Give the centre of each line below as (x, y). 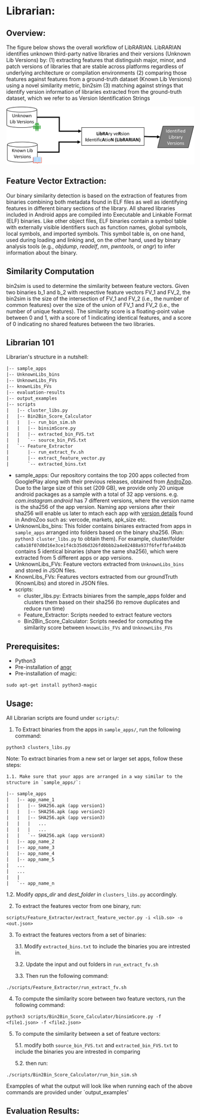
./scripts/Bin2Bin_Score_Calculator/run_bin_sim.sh (72, 1075)
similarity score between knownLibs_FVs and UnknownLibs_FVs (98, 628)
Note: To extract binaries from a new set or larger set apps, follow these (95, 759)
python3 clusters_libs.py (38, 748)
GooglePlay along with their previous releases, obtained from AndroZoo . (104, 481)
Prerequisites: (33, 646)
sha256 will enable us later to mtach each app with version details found (104, 513)
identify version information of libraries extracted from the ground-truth (94, 92)
